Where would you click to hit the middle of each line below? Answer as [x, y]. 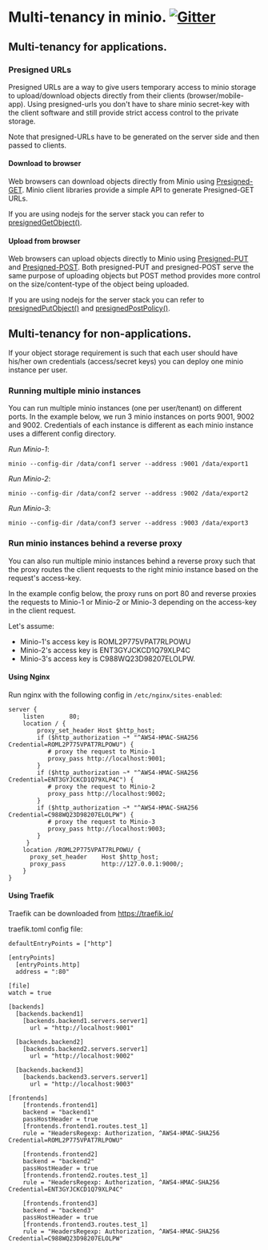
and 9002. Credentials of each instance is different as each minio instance [131, 425]
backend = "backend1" [58, 1112]
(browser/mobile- [215, 95]
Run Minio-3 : [30, 509]
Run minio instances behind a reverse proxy [95, 543]
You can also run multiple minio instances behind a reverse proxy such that [132, 561]
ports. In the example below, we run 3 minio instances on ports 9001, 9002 [131, 416]
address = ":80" [42, 972]
